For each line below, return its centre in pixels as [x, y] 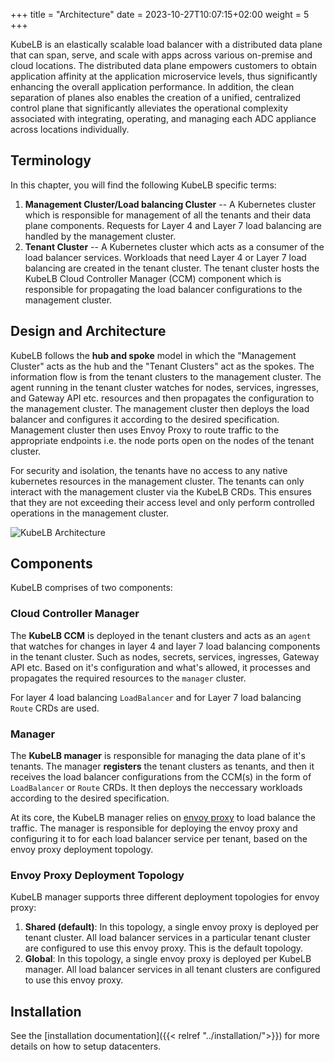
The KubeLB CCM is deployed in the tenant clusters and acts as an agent [161, 635]
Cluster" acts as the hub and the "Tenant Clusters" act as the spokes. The [162, 366]
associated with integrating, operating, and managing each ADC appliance [163, 118]
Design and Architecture [88, 331]
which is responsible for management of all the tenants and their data [168, 215]
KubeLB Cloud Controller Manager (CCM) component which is [153, 278]
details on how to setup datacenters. [86, 1046]
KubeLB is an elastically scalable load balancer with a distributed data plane [166, 44]
